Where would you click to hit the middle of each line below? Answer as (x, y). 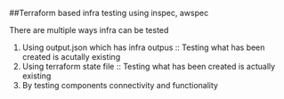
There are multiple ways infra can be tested (89, 30)
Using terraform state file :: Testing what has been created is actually (149, 66)
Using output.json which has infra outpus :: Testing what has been (143, 47)
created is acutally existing (71, 57)
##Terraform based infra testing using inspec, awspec (109, 13)
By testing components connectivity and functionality (120, 85)
